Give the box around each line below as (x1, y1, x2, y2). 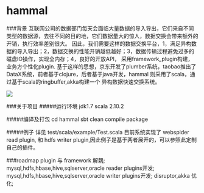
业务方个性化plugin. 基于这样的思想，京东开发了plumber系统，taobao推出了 (6, 62, 197, 70)
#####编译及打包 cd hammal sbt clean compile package (6, 115, 148, 123)
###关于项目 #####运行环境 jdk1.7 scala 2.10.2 (6, 102, 124, 110)
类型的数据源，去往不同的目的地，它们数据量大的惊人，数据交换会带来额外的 (6, 32, 199, 40)
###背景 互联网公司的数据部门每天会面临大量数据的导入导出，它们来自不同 (6, 24, 194, 32)
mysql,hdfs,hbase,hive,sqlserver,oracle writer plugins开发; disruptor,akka (6, 172, 190, 179)
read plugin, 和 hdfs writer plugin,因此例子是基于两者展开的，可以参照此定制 (6, 136, 197, 144)
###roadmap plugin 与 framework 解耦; (6, 156, 105, 164)
